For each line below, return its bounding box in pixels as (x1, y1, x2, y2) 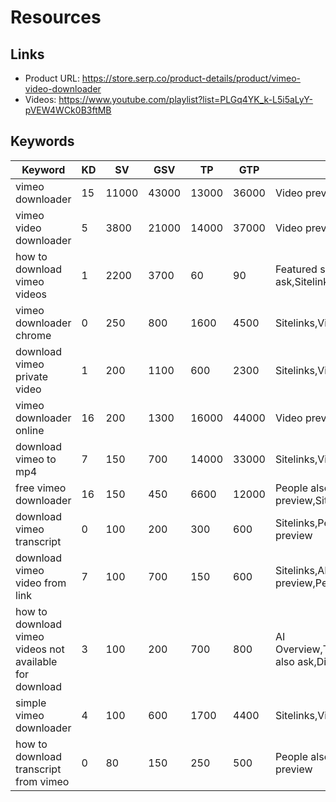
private (15, 369, 49, 383)
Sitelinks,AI (274, 563, 328, 577)
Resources (10, 6, 102, 29)
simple (15, 696, 47, 710)
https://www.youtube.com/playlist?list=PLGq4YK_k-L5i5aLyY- (58, 94, 314, 105)
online (15, 423, 45, 437)
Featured (274, 262, 318, 276)
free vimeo (15, 481, 67, 495)
